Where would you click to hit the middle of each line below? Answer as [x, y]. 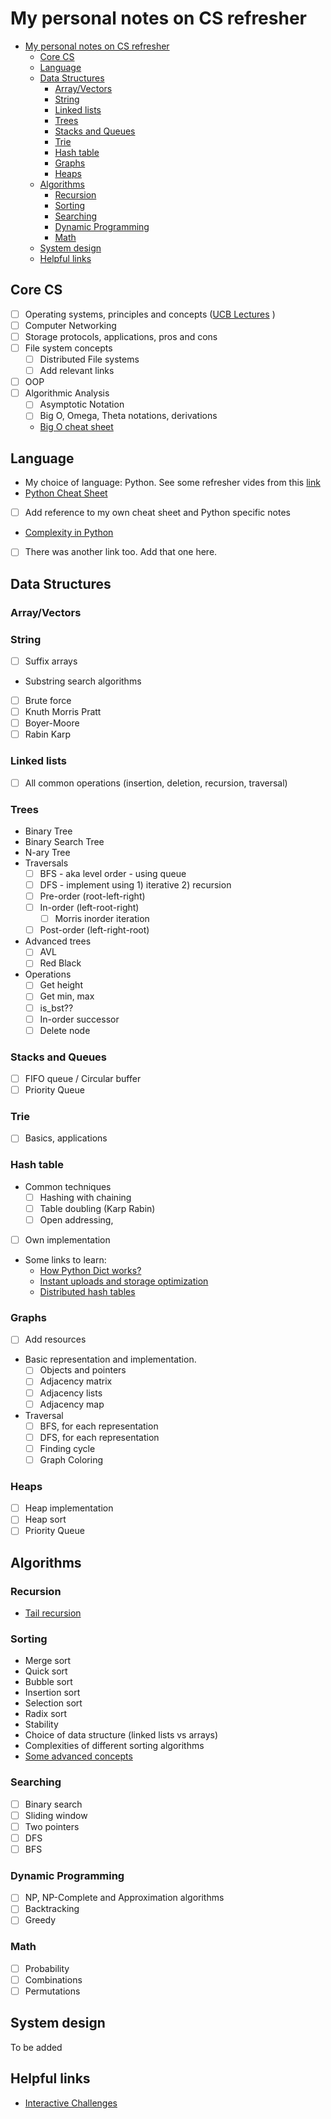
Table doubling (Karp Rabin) [97, 1208]
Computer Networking [70, 325]
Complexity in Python [69, 533]
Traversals [46, 863]
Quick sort [46, 1671]
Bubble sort [48, 1682]
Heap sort [45, 1519]
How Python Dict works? [90, 1271]
